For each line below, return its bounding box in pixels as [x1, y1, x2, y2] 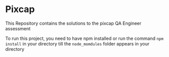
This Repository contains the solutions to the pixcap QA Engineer [5, 20, 142, 26]
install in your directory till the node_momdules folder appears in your [5, 40, 150, 46]
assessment [5, 25, 31, 31]
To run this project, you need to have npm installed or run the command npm [5, 35, 164, 41]
